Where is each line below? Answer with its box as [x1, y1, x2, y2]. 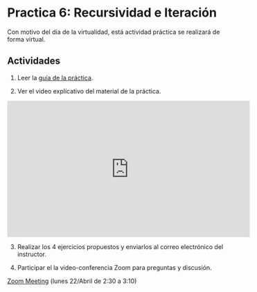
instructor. [17, 250, 47, 258]
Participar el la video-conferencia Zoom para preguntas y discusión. [17, 263, 213, 271]
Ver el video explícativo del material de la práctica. [17, 86, 161, 95]
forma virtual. [7, 35, 46, 43]
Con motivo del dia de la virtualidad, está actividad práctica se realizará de [7, 28, 220, 36]
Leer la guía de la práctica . [17, 73, 94, 82]
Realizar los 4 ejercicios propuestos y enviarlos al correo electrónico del [17, 242, 224, 250]
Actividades [7, 55, 61, 67]
